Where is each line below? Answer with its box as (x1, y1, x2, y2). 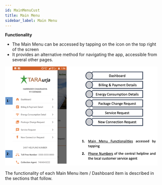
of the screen (12, 47, 39, 52)
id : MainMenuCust (5, 8, 40, 13)
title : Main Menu (5, 13, 40, 18)
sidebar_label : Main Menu (5, 18, 57, 23)
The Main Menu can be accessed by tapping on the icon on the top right (12, 41, 156, 47)
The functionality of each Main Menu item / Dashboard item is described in (5, 170, 154, 176)
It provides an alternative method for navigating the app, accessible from (12, 51, 157, 58)
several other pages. (12, 57, 53, 63)
